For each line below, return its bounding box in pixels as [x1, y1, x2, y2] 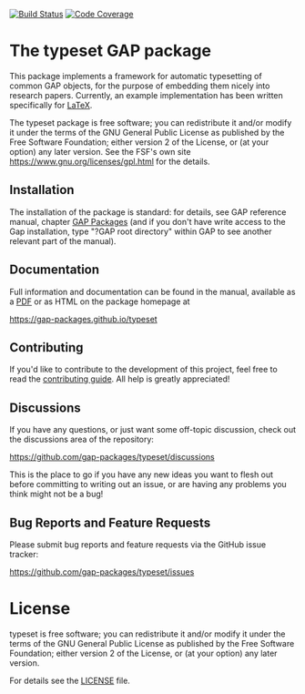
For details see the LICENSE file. [9, 675, 130, 686]
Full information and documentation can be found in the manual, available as [9, 286, 296, 297]
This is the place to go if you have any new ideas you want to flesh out [9, 469, 274, 480]
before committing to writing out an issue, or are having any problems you [9, 479, 287, 490]
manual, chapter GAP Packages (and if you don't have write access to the [9, 216, 286, 227]
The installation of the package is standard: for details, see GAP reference [9, 206, 287, 218]
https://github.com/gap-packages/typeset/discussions [9, 452, 216, 463]
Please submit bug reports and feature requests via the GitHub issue [9, 539, 267, 550]
